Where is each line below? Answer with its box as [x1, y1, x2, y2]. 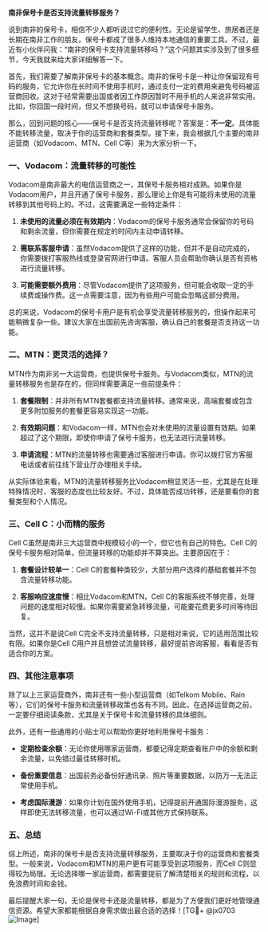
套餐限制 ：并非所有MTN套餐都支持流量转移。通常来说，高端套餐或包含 [19, 395, 254, 405]
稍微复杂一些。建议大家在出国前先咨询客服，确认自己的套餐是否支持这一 [14, 317, 253, 327]
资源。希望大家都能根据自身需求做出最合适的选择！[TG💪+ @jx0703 [14, 906, 235, 915]
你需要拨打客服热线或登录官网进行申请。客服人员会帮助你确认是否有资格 [19, 254, 258, 263]
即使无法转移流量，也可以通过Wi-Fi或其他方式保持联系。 [26, 808, 213, 817]
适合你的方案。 [8, 648, 57, 658]
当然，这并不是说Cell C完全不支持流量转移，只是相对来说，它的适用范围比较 [8, 628, 259, 638]
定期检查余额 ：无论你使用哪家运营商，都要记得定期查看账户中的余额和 [19, 744, 251, 753]
